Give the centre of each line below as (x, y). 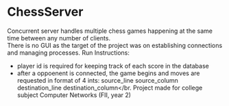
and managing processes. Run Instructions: (69, 53)
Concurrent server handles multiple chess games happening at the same (110, 31)
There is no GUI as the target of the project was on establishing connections (115, 45)
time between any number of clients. (59, 38)
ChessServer (45, 12)
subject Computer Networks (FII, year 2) (74, 95)
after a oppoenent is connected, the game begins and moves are (108, 73)
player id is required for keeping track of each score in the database (113, 66)
